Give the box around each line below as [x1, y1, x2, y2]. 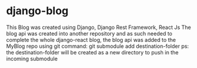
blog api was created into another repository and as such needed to [6, 30, 173, 37]
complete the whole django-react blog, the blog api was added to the [6, 36, 176, 43]
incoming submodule [6, 55, 58, 62]
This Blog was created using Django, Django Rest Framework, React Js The [6, 24, 192, 31]
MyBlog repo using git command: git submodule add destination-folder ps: [6, 43, 189, 50]
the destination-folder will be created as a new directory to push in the [6, 48, 179, 56]
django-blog [6, 4, 68, 18]
